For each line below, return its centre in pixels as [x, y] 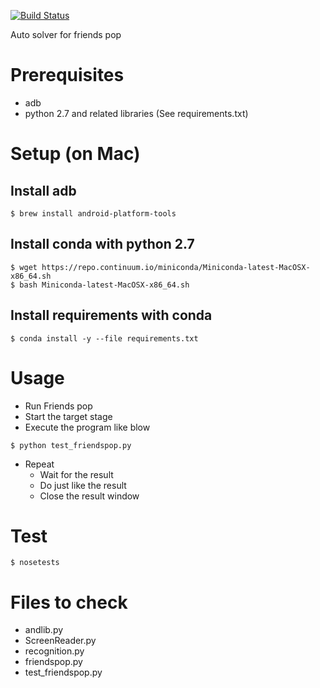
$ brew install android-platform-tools [93, 213]
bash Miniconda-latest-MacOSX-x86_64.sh [104, 285]
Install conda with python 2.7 [102, 244]
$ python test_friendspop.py [71, 445]
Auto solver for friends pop [66, 34]
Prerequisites [67, 75]
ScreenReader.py [60, 641]
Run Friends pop [58, 406]
